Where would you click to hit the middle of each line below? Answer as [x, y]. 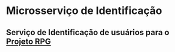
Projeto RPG [29, 41]
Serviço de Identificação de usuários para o [88, 32]
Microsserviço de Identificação [84, 11]
